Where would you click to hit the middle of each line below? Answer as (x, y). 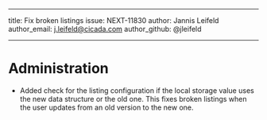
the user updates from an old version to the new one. (106, 107)
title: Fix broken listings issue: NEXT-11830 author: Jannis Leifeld (114, 20)
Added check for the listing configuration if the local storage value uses (137, 90)
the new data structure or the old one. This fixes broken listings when (133, 99)
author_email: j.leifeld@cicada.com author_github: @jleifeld (105, 29)
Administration (58, 69)
